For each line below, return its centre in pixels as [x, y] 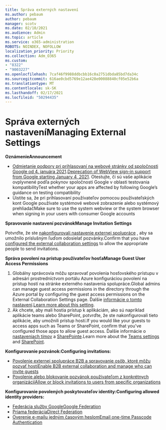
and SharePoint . [29, 342]
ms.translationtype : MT [30, 83]
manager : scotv [21, 24]
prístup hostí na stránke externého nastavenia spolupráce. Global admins [86, 284]
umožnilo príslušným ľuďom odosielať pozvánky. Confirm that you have [77, 238]
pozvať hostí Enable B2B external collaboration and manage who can [82, 366]
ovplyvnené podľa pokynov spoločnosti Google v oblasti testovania [81, 182]
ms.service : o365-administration [40, 42]
